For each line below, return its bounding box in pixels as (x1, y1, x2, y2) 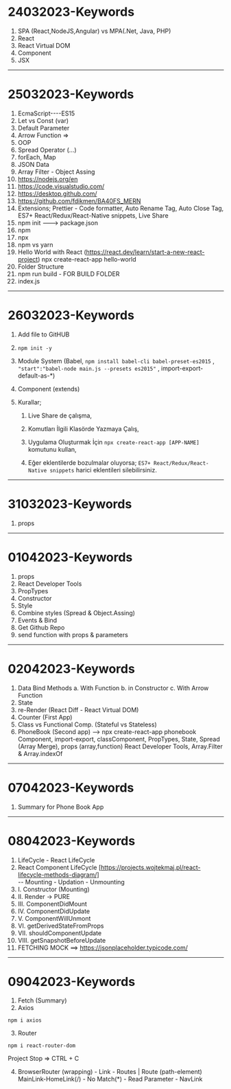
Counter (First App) (17, 713, 73, 721)
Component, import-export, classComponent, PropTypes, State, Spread (17, 735, 220, 743)
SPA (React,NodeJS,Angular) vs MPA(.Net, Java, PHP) (17, 27, 171, 35)
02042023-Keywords (8, 661, 136, 676)
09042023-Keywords (8, 974, 136, 989)
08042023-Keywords (8, 833, 136, 849)
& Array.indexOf (17, 749, 63, 757)
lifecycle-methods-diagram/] (17, 870, 99, 879)
